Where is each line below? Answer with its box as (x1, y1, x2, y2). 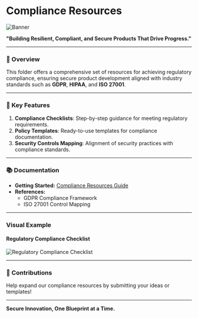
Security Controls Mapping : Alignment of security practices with (14, 139, 174, 146)
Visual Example (6, 220, 52, 229)
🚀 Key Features (6, 101, 50, 109)
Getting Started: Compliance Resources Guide (14, 182, 128, 189)
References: (14, 188, 46, 195)
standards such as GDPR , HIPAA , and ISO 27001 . (6, 81, 126, 88)
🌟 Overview (6, 55, 40, 63)
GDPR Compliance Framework (23, 194, 97, 201)
